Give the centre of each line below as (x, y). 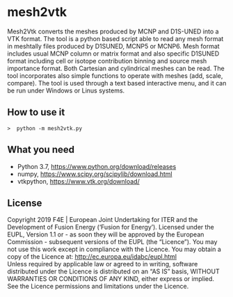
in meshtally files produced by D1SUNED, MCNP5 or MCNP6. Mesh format (114, 46)
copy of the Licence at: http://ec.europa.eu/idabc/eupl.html (92, 257)
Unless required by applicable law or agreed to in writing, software (103, 264)
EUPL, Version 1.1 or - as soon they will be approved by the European (106, 234)
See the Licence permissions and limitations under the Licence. (98, 287)
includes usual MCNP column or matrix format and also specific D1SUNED (113, 54)
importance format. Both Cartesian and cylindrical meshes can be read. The (116, 68)
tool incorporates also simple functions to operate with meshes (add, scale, (115, 75)
